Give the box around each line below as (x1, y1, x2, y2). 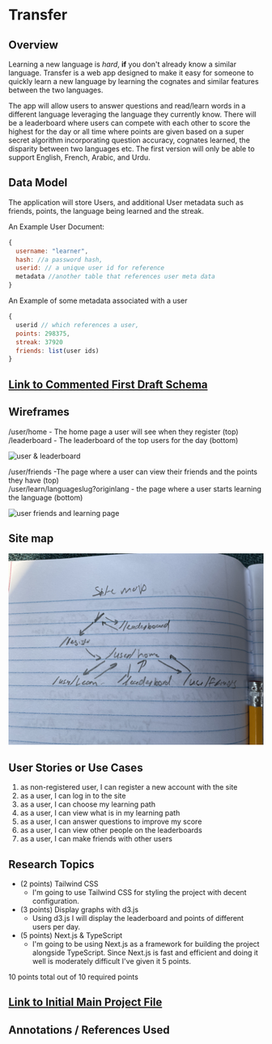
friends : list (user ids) (15, 347, 100, 355)
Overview (8, 38, 59, 52)
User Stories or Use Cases (8, 761, 143, 774)
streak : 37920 (15, 338, 63, 346)
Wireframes (8, 405, 70, 419)
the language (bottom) (8, 492, 83, 502)
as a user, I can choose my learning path (19, 799, 156, 809)
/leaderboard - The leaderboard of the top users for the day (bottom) (8, 435, 239, 445)
